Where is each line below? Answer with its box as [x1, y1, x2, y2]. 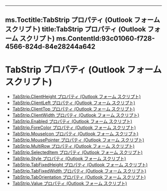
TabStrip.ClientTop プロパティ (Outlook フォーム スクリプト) [12, 106, 135, 112]
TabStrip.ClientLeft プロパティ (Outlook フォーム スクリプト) [12, 100, 136, 106]
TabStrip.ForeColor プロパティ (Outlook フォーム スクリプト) [12, 125, 136, 130]
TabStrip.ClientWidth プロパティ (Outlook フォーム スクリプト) [12, 112, 140, 118]
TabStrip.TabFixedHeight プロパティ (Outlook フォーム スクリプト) [12, 162, 148, 168]
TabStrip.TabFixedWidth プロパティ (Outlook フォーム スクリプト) [12, 168, 147, 174]
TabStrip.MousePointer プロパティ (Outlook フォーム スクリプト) [12, 137, 145, 143]
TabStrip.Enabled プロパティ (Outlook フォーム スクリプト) [12, 119, 133, 125]
